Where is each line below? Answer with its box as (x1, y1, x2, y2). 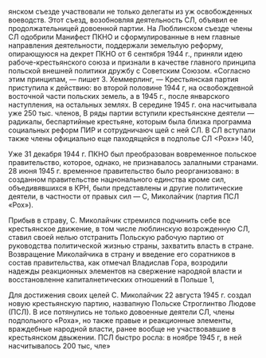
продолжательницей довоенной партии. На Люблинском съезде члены (8, 24, 253, 33)
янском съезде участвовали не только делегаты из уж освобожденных (8, 7, 252, 16)
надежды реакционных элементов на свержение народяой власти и (8, 266, 243, 276)
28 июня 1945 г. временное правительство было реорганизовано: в (8, 167, 240, 175)
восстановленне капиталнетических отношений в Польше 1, (8, 275, 215, 284)
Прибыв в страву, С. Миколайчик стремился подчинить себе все (8, 215, 231, 225)
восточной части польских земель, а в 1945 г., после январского (8, 92, 230, 100)
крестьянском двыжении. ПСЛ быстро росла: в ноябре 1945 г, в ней (8, 332, 242, 342)
